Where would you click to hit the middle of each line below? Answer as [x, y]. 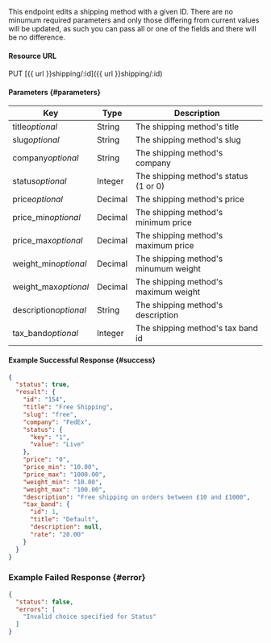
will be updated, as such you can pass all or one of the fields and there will [132, 29]
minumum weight [169, 269]
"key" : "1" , [50, 437]
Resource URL [33, 56]
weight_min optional [50, 263]
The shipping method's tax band [197, 328]
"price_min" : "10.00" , [61, 467]
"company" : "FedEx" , [57, 422]
